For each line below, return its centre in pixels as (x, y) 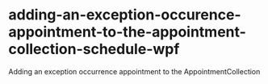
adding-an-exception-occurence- (125, 15)
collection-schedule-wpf (94, 49)
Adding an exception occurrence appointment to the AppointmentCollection (134, 71)
